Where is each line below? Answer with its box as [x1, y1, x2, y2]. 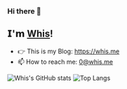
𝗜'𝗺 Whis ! [7, 28, 54, 40]
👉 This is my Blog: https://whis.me [17, 47, 120, 55]
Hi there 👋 [7, 6, 42, 16]
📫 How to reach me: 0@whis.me [17, 57, 114, 66]
